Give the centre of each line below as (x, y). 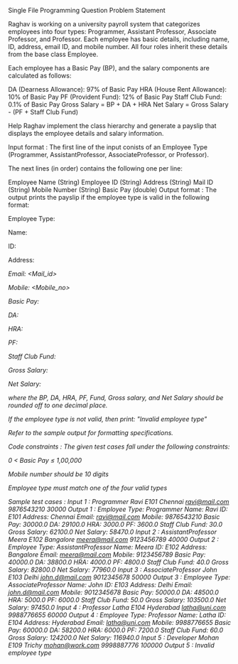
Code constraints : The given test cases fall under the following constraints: (119, 446)
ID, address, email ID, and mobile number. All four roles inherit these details (118, 47)
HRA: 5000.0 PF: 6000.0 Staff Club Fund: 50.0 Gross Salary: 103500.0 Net (117, 600)
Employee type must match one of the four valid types (88, 488)
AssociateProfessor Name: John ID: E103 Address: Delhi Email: (100, 585)
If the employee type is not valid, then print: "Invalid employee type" (108, 419)
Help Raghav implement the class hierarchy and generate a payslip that (112, 126)
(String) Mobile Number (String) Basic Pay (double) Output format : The (113, 190)
